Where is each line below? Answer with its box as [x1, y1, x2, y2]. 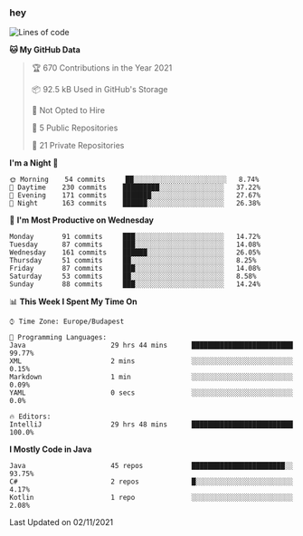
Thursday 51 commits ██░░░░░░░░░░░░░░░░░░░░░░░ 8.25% [9, 256, 257, 265]
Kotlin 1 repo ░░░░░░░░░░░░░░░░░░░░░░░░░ [9, 493, 294, 502]
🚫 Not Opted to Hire [31, 105, 106, 116]
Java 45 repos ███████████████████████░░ [9, 462, 294, 471]
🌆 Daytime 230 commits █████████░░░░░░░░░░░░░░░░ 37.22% [9, 183, 260, 192]
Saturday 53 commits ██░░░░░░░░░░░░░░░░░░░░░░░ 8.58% [9, 272, 257, 282]
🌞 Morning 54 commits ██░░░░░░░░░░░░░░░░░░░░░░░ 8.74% [9, 175, 260, 185]
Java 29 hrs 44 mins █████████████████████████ [9, 341, 294, 350]
